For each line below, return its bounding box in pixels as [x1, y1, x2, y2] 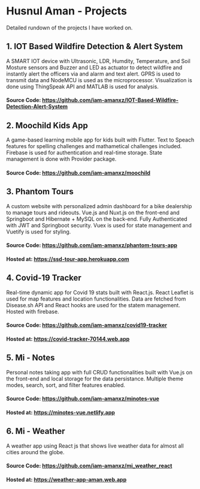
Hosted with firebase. [6, 308, 59, 315]
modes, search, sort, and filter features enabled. [6, 381, 126, 388]
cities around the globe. [6, 448, 65, 455]
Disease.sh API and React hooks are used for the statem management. [6, 301, 181, 308]
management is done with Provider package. [6, 155, 117, 163]
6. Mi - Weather [6, 426, 65, 436]
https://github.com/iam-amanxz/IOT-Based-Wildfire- [41, 97, 178, 104]
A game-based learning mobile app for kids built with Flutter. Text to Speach [6, 136, 195, 143]
